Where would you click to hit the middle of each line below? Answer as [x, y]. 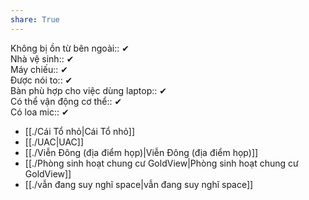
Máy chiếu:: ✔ [39, 69]
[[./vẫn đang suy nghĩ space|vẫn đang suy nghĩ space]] [139, 184]
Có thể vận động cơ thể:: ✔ [66, 101]
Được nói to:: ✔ [41, 80]
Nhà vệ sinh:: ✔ [42, 58]
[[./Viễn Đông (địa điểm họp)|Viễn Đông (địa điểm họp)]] [141, 152]
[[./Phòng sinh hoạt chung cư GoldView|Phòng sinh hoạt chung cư [161, 163]
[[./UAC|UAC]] [54, 142]
